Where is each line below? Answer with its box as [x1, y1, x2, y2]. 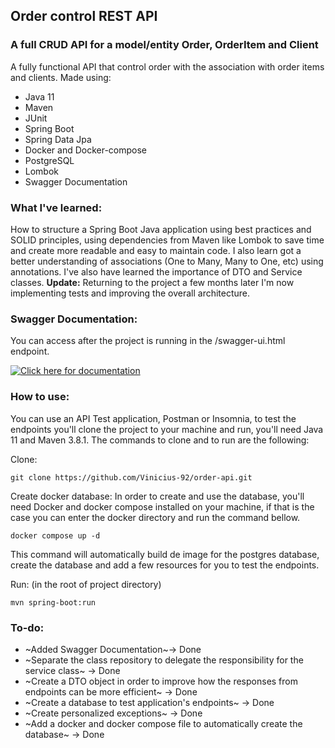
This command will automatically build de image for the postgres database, [10, 548, 320, 560]
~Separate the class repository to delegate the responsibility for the [24, 654, 304, 666]
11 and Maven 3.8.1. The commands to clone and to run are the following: [10, 434, 310, 446]
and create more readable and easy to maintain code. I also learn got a [10, 244, 302, 256]
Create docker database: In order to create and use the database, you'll [10, 490, 305, 502]
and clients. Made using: [10, 71, 112, 83]
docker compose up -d [10, 530, 101, 541]
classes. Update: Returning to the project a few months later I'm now [10, 276, 295, 288]
